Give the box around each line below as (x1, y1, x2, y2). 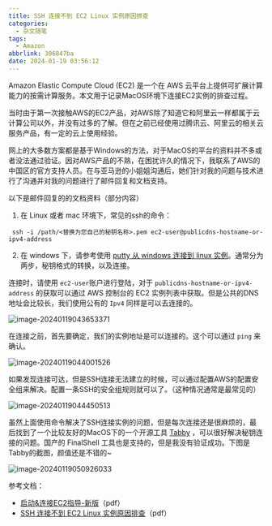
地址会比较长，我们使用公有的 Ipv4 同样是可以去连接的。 (8, 298, 198, 308)
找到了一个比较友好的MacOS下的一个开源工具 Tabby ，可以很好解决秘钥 (15, 427, 257, 437)
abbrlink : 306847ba (8, 50, 74, 58)
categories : (8, 19, 49, 28)
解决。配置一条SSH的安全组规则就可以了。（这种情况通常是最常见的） (29, 384, 261, 394)
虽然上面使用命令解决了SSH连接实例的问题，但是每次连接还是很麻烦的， (8, 417, 250, 427)
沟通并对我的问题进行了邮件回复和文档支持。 (22, 175, 172, 185)
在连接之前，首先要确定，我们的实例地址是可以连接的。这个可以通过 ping (8, 330, 253, 341)
